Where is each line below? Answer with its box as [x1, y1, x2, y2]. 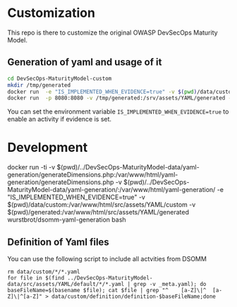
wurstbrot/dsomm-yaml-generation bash [7, 215, 126, 224]
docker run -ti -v [7, 163, 56, 171]
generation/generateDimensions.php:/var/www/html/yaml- [7, 171, 178, 179]
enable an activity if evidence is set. [7, 115, 111, 124]
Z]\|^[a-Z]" [7, 293, 42, 300]
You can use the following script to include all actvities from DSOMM [7, 255, 207, 263]
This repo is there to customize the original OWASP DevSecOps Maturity [7, 28, 218, 37]
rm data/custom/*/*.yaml [7, 268, 80, 275]
